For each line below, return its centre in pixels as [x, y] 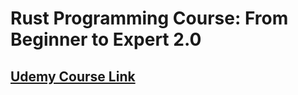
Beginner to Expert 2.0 [106, 39]
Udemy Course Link [73, 76]
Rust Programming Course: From [149, 18]
